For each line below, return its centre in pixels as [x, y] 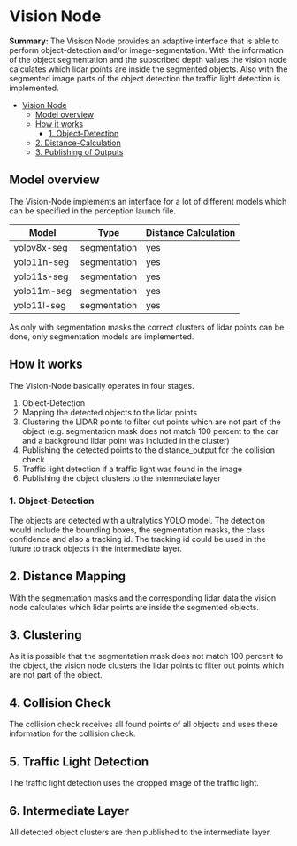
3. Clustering [46, 635]
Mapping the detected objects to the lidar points [109, 412]
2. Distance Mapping [68, 576]
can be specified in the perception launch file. [93, 211]
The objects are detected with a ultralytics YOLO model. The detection [137, 520]
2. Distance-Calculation [78, 143]
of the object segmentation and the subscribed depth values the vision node [148, 59]
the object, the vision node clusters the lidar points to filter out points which [147, 665]
